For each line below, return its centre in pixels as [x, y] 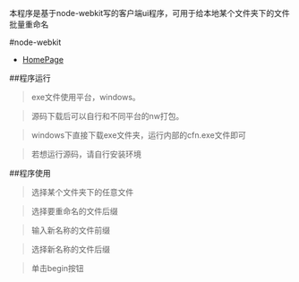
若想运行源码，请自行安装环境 [86, 154]
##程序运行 [30, 78]
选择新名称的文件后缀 [70, 249]
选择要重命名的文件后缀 [74, 211]
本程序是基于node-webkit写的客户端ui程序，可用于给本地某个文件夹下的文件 [150, 13]
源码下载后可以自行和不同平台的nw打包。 [107, 116]
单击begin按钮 [57, 268]
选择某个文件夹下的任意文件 [82, 192]
